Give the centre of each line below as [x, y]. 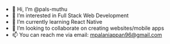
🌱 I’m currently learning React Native [57, 22]
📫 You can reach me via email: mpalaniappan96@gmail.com [87, 35]
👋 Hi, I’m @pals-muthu [40, 9]
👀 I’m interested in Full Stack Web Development [70, 15]
